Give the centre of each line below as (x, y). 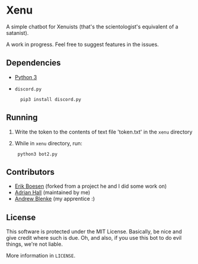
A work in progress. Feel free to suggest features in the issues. (82, 44)
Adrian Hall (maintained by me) (52, 193)
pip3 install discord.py (51, 99)
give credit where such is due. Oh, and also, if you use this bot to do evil (94, 238)
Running (22, 118)
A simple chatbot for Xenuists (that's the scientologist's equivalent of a (92, 27)
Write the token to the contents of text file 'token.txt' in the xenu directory (103, 132)
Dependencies (33, 63)
